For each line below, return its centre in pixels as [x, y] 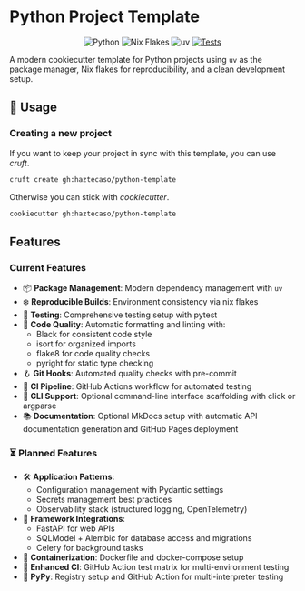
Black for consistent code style [94, 335]
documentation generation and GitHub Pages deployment [130, 429]
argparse [39, 406]
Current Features [48, 267]
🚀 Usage [33, 108]
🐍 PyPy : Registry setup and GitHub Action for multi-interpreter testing [153, 577]
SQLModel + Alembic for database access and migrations [144, 538]
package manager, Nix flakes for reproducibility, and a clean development [148, 69]
